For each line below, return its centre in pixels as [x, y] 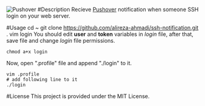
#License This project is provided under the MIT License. [78, 96]
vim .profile [23, 74]
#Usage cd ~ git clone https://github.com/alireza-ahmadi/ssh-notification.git [103, 28]
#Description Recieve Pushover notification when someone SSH [118, 9]
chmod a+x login [27, 52]
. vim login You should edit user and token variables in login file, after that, [100, 34]
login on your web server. [38, 16]
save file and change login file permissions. [61, 41]
